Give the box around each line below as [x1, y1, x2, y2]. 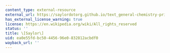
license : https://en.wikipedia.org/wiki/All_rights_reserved [5, 21, 137, 27]
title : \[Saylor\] [5, 31, 44, 36]
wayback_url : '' [5, 40, 39, 45]
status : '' [5, 26, 28, 31]
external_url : [5, 12, 35, 17]
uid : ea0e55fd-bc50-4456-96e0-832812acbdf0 [5, 36, 99, 41]
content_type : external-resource [5, 7, 76, 13]
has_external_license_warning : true [5, 17, 82, 22]
